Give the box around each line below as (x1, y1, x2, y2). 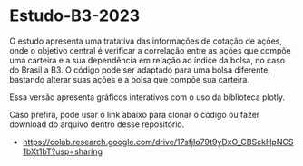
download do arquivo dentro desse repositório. (9, 119, 185, 130)
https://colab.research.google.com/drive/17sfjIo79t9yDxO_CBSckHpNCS (22, 136, 294, 147)
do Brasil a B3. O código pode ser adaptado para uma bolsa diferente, (9, 64, 270, 75)
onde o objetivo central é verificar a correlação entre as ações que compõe (9, 44, 292, 55)
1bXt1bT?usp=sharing (22, 146, 103, 157)
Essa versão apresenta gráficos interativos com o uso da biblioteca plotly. (9, 92, 286, 103)
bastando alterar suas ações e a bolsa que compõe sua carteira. (9, 73, 249, 84)
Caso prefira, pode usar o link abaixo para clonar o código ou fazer (9, 109, 260, 120)
